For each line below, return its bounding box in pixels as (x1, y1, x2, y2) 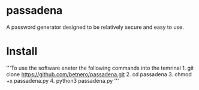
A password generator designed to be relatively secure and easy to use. (6, 23, 184, 31)
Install (6, 44, 38, 58)
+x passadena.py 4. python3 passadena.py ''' (6, 77, 119, 84)
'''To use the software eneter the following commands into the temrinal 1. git (6, 64, 194, 71)
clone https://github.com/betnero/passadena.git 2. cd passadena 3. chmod (6, 70, 192, 78)
